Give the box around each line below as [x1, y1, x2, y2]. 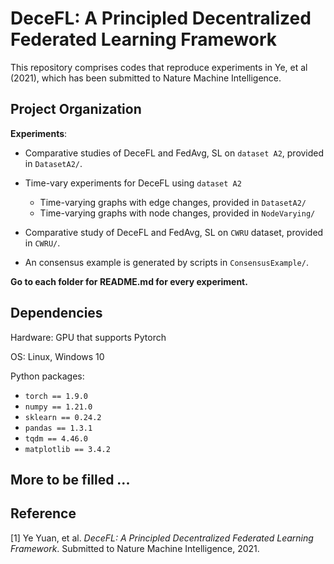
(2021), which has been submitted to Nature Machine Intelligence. [10, 72, 282, 84]
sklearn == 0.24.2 [24, 412, 102, 422]
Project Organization [10, 101, 142, 118]
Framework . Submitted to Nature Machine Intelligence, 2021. [10, 542, 260, 554]
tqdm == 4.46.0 [24, 433, 89, 444]
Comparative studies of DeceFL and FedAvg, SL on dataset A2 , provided [24, 147, 325, 159]
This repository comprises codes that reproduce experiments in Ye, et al [10, 61, 308, 73]
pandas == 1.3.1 [24, 423, 93, 433]
